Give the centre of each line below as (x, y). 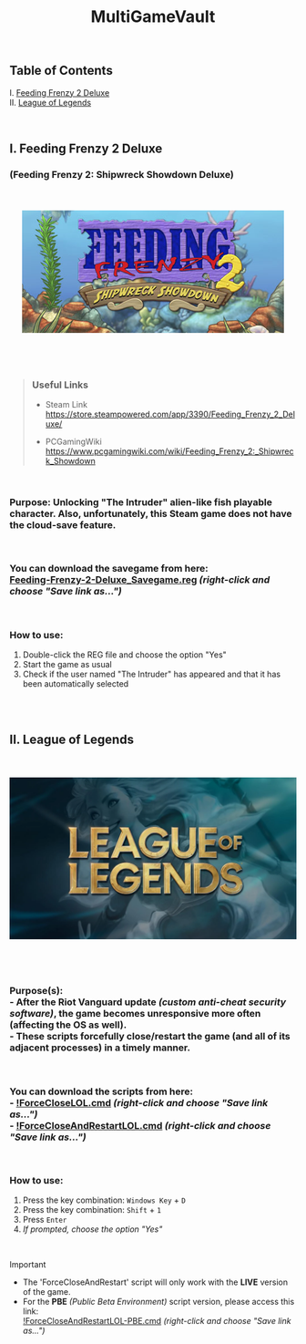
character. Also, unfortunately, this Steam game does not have (151, 513)
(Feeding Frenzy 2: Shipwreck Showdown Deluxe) (122, 175)
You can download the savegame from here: (109, 569)
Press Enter (45, 1220)
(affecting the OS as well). (68, 1025)
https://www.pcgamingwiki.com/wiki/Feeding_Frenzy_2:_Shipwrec (169, 451)
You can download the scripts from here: (102, 1091)
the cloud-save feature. (63, 524)
